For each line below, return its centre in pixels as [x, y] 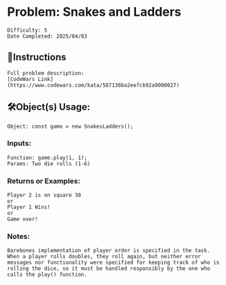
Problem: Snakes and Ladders [94, 12]
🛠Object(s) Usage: [49, 107]
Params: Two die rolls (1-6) [49, 163]
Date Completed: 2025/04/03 [47, 36]
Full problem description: [46, 73]
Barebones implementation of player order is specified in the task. [109, 251]
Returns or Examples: [44, 181]
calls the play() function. [47, 275]
